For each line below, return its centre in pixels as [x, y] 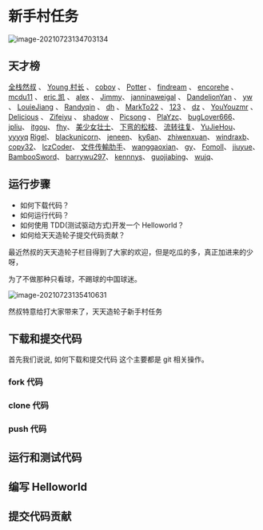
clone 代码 [29, 405]
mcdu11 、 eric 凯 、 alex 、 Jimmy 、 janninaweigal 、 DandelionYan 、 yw [131, 97]
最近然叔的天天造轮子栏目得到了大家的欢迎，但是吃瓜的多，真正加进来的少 [131, 251]
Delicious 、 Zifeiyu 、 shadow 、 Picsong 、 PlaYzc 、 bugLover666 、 [124, 117]
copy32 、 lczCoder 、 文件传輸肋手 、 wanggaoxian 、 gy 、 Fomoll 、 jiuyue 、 [134, 146]
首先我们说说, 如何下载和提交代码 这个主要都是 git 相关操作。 [109, 359]
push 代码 [28, 429]
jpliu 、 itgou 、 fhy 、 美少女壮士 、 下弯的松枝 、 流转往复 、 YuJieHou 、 [124, 127]
